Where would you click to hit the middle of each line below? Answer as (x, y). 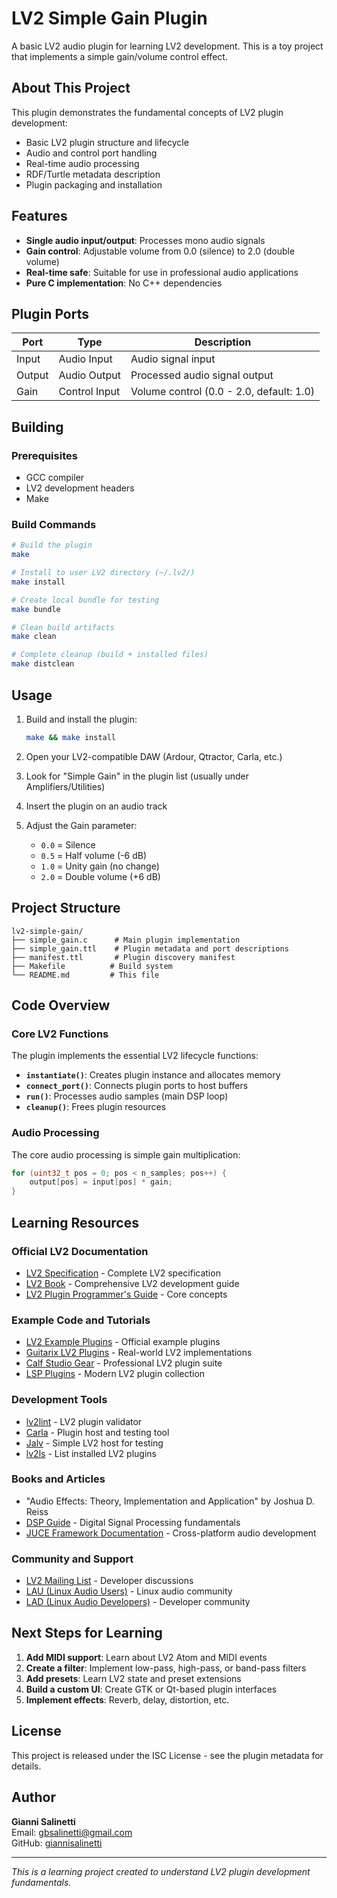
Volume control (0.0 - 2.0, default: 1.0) (223, 392)
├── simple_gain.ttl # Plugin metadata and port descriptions (150, 948)
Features (39, 216)
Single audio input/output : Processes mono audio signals (145, 240)
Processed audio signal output (202, 375)
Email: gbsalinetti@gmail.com (72, 1832)
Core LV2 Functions (60, 1034)
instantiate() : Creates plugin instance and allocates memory (153, 1075)
